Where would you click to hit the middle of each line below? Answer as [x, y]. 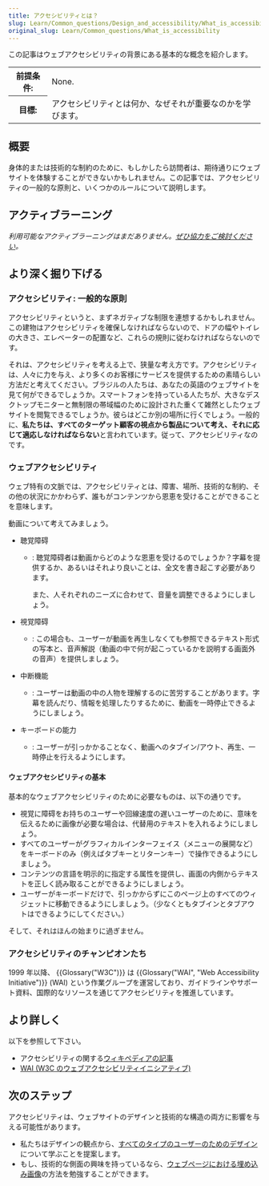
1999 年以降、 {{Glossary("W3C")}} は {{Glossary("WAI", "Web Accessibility [134, 972]
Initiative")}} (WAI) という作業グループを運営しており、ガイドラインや [123, 982]
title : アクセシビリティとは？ [53, 16]
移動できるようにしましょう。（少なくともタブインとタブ [148, 904]
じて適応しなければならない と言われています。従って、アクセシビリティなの [133, 435]
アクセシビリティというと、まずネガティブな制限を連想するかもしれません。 [134, 318]
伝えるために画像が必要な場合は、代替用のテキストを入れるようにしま [135, 824]
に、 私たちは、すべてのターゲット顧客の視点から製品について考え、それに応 [134, 425]
